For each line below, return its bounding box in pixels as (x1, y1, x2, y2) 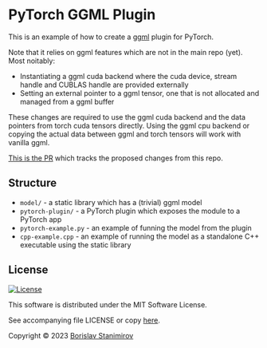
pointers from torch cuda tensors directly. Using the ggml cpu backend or (8, 121, 250, 130)
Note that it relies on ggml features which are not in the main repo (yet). (8, 47, 243, 57)
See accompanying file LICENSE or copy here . (8, 315, 161, 325)
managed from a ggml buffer (19, 97, 115, 106)
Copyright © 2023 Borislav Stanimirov (8, 330, 134, 340)
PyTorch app (19, 214, 62, 224)
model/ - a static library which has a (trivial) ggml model (19, 197, 202, 207)
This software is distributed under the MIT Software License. (8, 299, 207, 309)
